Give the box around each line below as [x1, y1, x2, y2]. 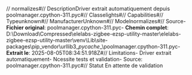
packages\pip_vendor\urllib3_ [6, 43, 79, 50]
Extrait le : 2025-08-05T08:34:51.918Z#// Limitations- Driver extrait [6, 49, 172, 56]
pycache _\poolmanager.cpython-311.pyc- [78, 43, 181, 50]
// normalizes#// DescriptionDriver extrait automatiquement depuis [6, 5, 170, 12]
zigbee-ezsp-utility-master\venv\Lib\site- [6, 37, 108, 43]
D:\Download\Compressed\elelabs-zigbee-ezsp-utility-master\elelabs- [6, 30, 181, 37]
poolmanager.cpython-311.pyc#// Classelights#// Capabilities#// [6, 11, 163, 18]
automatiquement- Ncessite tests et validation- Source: [6, 56, 143, 62]
